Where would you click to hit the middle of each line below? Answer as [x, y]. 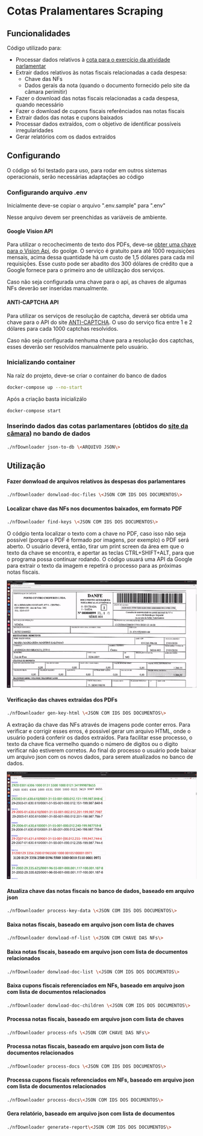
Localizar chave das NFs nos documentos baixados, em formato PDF [95, 508]
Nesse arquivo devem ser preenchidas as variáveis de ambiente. [87, 217]
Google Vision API [30, 231]
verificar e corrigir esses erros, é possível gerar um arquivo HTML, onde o [99, 731]
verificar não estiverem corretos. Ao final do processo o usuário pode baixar [101, 750]
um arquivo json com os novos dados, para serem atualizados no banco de [100, 757]
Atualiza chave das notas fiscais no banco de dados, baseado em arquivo [101, 891]
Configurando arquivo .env [47, 192]
